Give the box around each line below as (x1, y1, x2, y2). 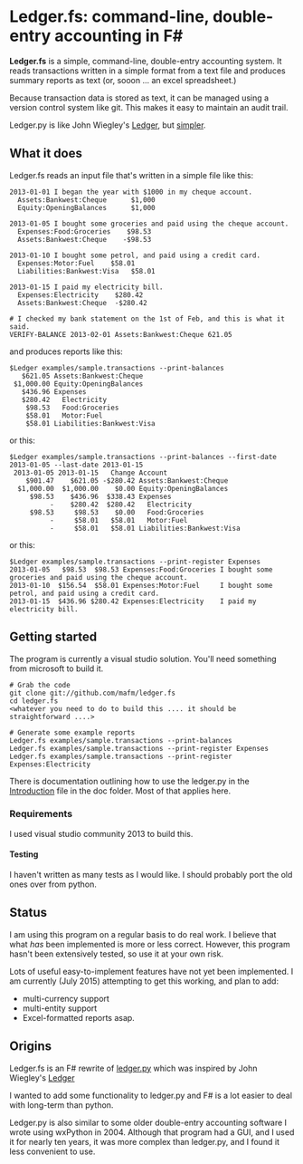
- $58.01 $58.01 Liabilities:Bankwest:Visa (49, 524, 241, 533)
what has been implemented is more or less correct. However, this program (9, 938, 291, 949)
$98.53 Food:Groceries (25, 403, 119, 412)
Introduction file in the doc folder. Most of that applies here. (9, 785, 232, 796)
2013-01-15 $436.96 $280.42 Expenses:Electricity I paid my (9, 596, 257, 606)
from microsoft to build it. (9, 663, 104, 674)
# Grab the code (9, 680, 71, 689)
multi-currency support (22, 993, 110, 1004)
